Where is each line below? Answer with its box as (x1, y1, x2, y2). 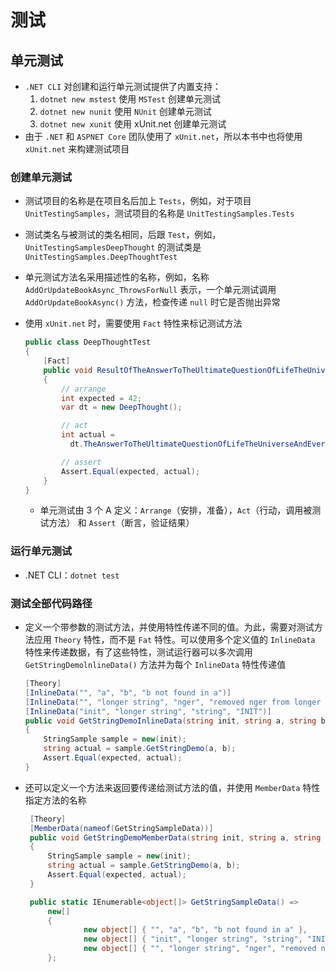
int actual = (61, 430, 116, 440)
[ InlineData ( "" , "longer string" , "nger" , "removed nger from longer (24, 697, 322, 707)
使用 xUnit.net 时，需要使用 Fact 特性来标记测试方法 (24, 317, 243, 330)
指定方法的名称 (24, 794, 87, 806)
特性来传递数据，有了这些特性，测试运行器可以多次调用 (24, 646, 253, 658)
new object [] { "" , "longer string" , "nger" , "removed (83, 944, 317, 954)
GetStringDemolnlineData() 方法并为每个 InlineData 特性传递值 (24, 659, 287, 671)
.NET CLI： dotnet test (24, 569, 120, 581)
